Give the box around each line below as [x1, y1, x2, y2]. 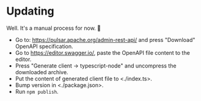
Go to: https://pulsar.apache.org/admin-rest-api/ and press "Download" [15, 36, 196, 43]
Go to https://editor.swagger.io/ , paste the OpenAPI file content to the [15, 49, 191, 56]
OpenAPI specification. [15, 43, 73, 50]
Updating [6, 4, 55, 18]
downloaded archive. [15, 68, 68, 75]
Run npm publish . [15, 88, 59, 95]
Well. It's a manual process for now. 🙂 [6, 24, 101, 32]
